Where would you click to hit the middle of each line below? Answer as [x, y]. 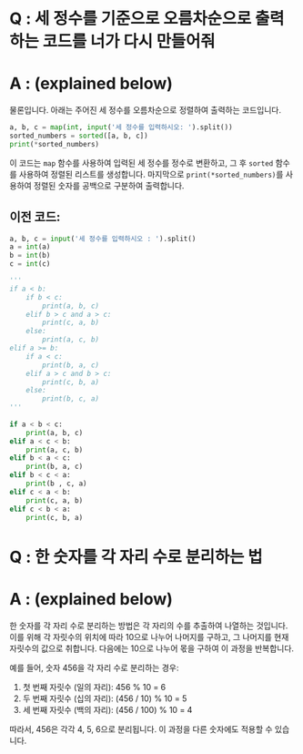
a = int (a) [30, 247]
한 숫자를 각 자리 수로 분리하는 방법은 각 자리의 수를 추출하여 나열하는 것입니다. [149, 626]
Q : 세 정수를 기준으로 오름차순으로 [131, 19]
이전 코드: [35, 217]
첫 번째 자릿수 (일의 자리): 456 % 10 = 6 [94, 687]
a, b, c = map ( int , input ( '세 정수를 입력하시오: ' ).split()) [121, 127]
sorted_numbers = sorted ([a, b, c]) [79, 136]
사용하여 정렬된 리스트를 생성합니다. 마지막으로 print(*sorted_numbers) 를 [151, 174]
